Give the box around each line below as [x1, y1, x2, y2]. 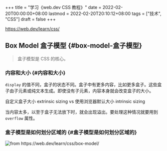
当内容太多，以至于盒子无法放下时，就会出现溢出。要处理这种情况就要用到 [5, 109, 158, 115]
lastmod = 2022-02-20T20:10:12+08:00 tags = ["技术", [48, 10, 162, 16]
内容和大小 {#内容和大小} [5, 69, 66, 76]
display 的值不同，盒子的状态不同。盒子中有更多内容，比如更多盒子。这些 [5, 82, 158, 88]
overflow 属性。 [5, 115, 38, 121]
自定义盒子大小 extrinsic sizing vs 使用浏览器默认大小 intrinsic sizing [5, 99, 146, 105]
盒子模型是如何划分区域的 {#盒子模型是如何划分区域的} [5, 129, 137, 136]
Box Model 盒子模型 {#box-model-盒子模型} [5, 41, 143, 50]
